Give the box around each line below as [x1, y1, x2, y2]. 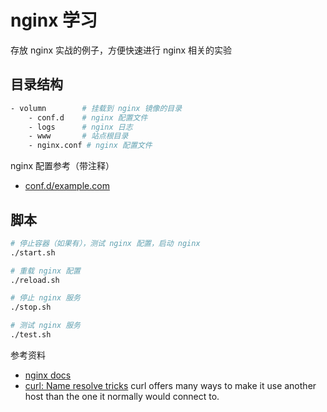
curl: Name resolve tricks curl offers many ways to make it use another [24, 379, 317, 391]
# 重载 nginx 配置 [10, 266, 81, 276]
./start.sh [10, 247, 56, 258]
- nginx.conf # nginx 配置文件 [28, 141, 153, 151]
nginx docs [24, 369, 72, 381]
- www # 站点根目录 [28, 131, 129, 141]
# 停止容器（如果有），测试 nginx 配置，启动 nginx [10, 238, 201, 248]
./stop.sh [10, 302, 52, 313]
